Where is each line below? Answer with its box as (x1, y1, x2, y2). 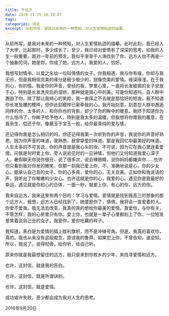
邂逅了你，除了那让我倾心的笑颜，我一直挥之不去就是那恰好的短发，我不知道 (5, 95, 164, 101)
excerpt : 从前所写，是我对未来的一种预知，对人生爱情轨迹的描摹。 (5, 26, 127, 31)
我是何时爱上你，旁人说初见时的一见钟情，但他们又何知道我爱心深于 (18, 150, 159, 156)
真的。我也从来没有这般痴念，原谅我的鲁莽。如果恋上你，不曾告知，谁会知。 (5, 235, 164, 241)
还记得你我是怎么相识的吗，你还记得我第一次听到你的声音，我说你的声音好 (5, 132, 159, 138)
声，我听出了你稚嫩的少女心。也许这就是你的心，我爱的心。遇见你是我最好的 (5, 175, 164, 181)
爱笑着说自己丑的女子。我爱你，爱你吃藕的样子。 (5, 218, 107, 224)
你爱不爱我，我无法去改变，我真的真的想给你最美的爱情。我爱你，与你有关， (5, 205, 164, 211)
